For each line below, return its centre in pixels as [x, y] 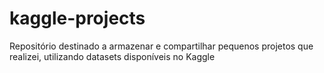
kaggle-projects [77, 18]
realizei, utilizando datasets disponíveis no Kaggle [112, 56]
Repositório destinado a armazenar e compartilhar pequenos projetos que [161, 46]
